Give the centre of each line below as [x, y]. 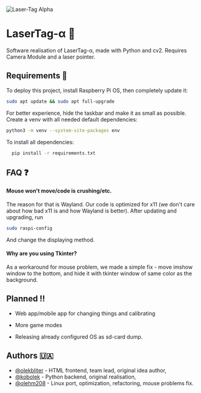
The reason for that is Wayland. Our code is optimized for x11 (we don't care [101, 204]
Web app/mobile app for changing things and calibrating [85, 313]
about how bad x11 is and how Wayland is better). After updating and [91, 211]
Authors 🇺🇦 [30, 356]
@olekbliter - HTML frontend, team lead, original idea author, [91, 370]
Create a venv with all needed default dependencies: [72, 119]
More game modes [38, 325]
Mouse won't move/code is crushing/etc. [59, 191]
